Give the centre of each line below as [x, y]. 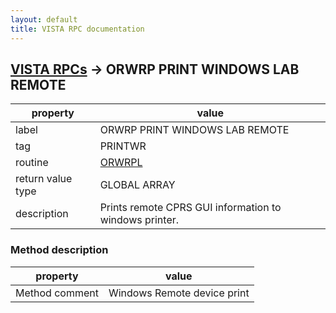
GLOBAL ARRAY [137, 185]
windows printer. [139, 220]
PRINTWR [123, 146]
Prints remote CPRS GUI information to [190, 208]
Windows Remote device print [179, 293]
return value [44, 179]
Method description [59, 250]
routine [32, 163]
